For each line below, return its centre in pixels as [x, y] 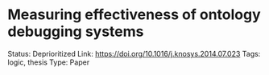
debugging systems [76, 32]
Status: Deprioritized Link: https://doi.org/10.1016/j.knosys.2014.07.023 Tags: [134, 53]
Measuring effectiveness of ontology [134, 15]
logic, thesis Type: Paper [49, 62]
